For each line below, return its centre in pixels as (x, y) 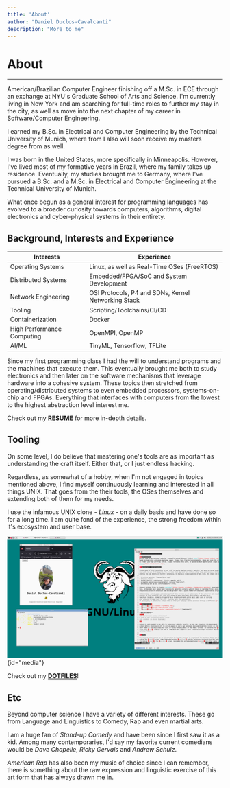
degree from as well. (36, 146)
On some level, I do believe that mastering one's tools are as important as (111, 456)
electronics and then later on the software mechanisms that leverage (104, 375)
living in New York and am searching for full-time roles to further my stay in (113, 104)
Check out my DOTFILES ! (43, 676)
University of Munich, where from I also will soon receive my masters (104, 139)
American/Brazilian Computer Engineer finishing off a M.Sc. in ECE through (113, 89)
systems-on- (201, 390)
